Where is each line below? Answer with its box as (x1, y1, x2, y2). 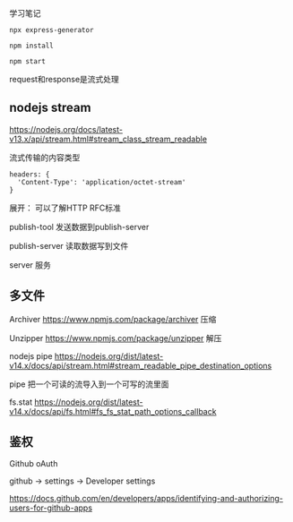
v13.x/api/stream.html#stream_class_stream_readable (9, 133, 208, 144)
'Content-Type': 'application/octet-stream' (17, 177, 186, 186)
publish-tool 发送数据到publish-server (9, 221, 150, 232)
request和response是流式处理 (9, 74, 119, 84)
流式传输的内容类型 (9, 151, 81, 163)
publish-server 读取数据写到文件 (9, 240, 129, 251)
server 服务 (9, 259, 52, 270)
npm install (9, 41, 54, 50)
